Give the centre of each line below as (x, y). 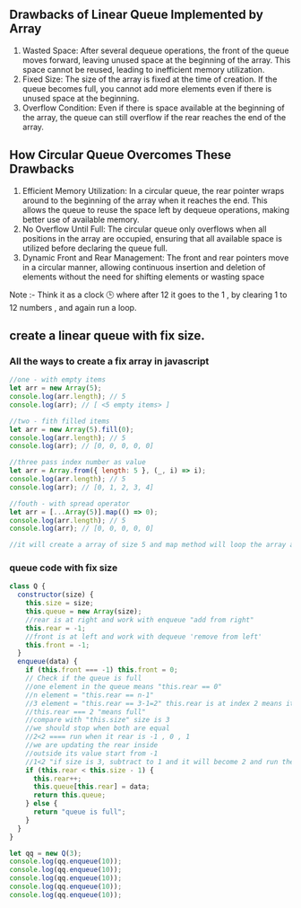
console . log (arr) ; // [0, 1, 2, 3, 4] (82, 487)
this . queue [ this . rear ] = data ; (91, 787)
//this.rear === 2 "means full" (86, 712)
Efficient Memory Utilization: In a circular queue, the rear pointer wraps (153, 190)
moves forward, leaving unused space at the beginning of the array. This (156, 60)
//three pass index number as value (77, 463)
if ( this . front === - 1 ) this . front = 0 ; (102, 670)
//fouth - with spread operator (69, 503)
